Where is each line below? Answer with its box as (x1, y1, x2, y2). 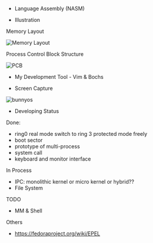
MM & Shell (14, 207, 43, 214)
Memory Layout (6, 28, 45, 35)
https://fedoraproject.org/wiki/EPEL (14, 230, 101, 237)
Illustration (14, 16, 40, 23)
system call (14, 149, 43, 156)
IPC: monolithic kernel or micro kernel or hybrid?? (14, 178, 135, 185)
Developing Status (14, 108, 59, 114)
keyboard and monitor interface (14, 155, 91, 162)
